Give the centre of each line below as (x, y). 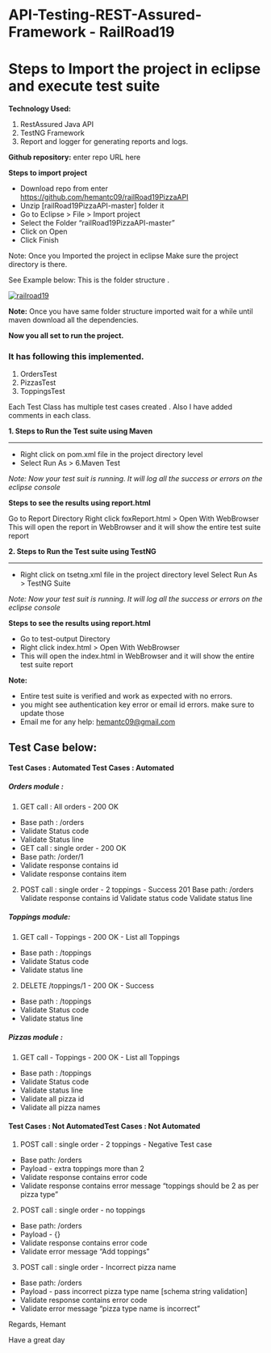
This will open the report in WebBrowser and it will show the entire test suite (135, 527)
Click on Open (44, 231)
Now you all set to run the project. (66, 336)
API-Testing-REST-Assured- (105, 15)
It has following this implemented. (76, 357)
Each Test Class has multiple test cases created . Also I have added (120, 407)
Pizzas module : (35, 1037)
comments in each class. (50, 416)
